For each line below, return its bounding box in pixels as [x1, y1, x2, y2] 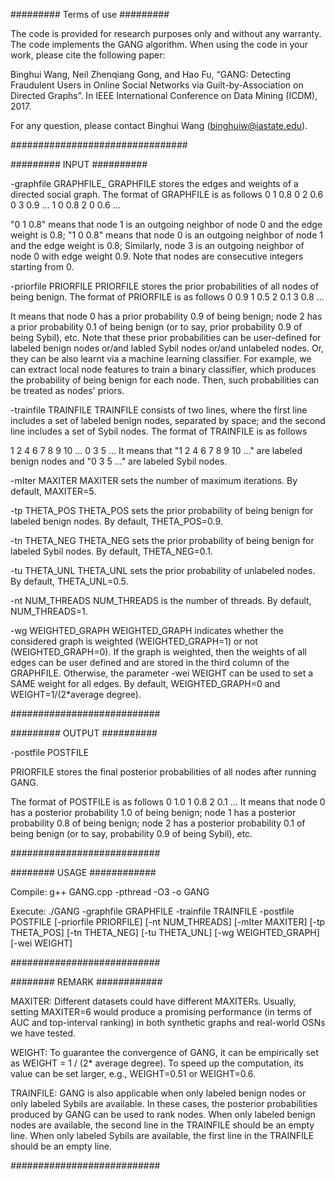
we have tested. [10, 1027, 77, 1039]
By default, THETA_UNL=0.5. [10, 575, 129, 587]
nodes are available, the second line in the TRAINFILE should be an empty [10, 1119, 315, 1131]
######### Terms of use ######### [10, 9, 170, 20]
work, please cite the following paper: [10, 49, 166, 61]
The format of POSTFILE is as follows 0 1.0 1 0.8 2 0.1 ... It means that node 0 [10, 796, 326, 808]
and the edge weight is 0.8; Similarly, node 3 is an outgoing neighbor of [10, 240, 305, 251]
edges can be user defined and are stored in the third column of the [10, 657, 290, 668]
